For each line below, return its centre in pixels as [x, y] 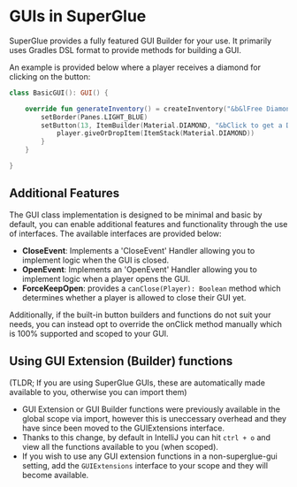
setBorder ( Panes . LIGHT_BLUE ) [95, 117]
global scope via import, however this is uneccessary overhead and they [154, 418]
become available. [55, 475]
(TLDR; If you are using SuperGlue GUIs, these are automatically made [137, 383]
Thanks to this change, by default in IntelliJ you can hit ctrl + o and [146, 437]
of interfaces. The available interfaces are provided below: [116, 233]
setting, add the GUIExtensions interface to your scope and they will [145, 465]
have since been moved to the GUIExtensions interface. [123, 428]
